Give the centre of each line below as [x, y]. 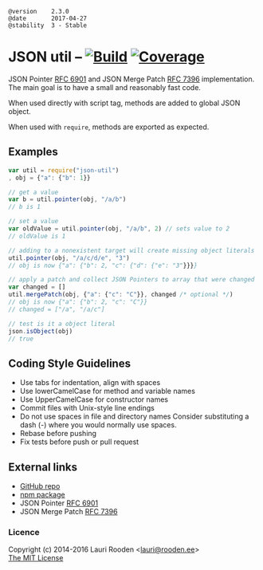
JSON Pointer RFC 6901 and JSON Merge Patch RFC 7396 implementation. [131, 79]
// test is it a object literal [62, 324]
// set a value [33, 222]
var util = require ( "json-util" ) [64, 170]
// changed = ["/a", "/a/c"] [57, 309]
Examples [33, 152]
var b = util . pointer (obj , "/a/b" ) [67, 199]
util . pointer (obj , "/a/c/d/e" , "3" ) [69, 258]
